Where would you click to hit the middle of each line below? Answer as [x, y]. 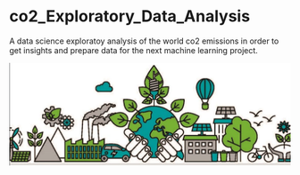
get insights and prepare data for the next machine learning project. [134, 50]
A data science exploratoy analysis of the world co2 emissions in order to [144, 41]
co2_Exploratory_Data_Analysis [130, 16]
